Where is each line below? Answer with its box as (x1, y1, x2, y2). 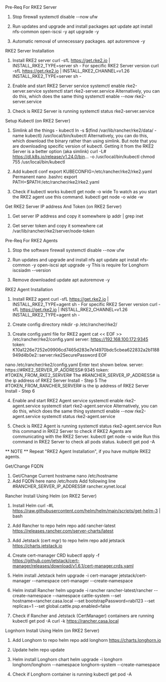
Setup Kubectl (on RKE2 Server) (5, 118, 70, 123)
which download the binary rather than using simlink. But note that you (12, 138, 157, 144)
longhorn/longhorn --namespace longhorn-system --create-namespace (12, 662, 160, 668)
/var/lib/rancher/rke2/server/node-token (12, 228, 95, 234)
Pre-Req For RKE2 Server (5, 4, 57, 10)
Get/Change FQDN (5, 463, 44, 469)
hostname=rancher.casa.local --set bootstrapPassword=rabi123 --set (12, 598, 155, 604)
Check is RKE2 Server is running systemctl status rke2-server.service (12, 108, 155, 114)
